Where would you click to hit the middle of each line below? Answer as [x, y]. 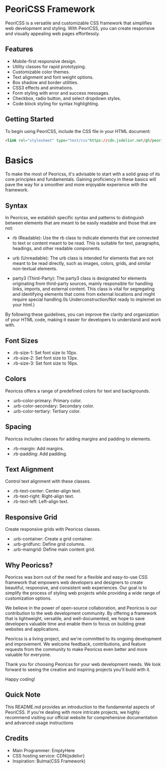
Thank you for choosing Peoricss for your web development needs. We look [83, 664]
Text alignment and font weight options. [53, 77]
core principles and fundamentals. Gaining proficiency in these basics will [81, 179]
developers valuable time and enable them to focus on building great [76, 624]
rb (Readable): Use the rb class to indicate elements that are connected [85, 238]
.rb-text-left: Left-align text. [40, 502]
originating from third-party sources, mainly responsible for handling [83, 284]
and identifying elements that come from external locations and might [83, 294]
